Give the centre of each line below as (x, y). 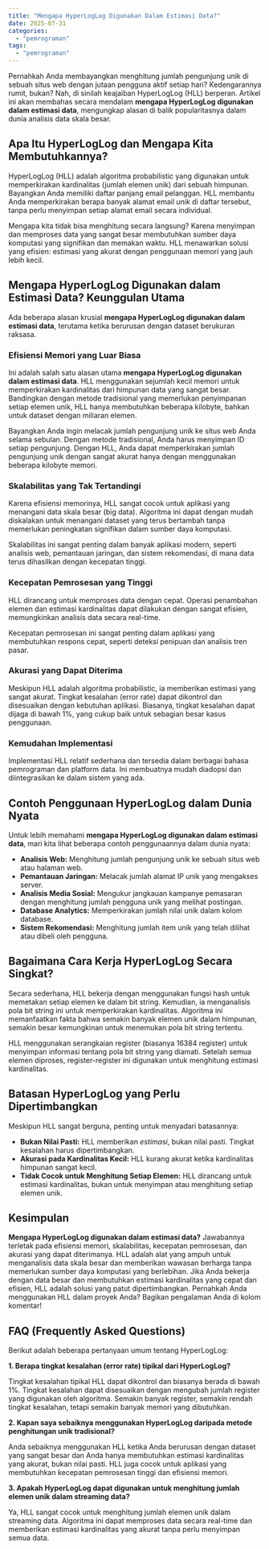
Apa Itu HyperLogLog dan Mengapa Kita (111, 144)
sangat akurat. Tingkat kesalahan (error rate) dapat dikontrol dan (115, 696)
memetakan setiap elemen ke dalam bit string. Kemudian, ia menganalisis (129, 1001)
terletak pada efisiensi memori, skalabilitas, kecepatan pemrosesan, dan (128, 1246)
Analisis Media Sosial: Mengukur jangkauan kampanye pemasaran (131, 893)
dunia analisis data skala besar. (60, 119)
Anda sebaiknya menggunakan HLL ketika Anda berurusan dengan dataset (132, 1447)
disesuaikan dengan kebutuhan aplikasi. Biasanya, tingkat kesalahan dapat (132, 705)
